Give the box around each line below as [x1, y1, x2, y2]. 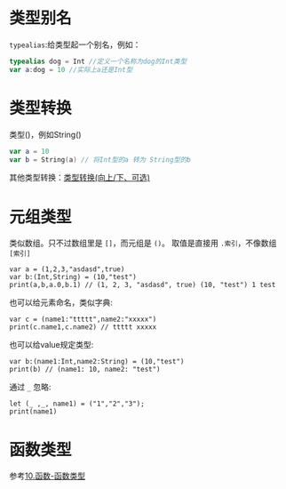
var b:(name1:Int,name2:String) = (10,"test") [9, 357, 185, 366]
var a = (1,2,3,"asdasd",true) [9, 265, 125, 274]
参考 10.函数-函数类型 [9, 470, 86, 481]
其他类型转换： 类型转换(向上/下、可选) [9, 172, 151, 183]
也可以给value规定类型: [9, 340, 94, 350]
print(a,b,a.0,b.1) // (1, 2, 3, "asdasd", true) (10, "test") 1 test [9, 281, 276, 290]
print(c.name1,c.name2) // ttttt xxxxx [9, 323, 157, 332]
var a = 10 [9, 147, 50, 156]
